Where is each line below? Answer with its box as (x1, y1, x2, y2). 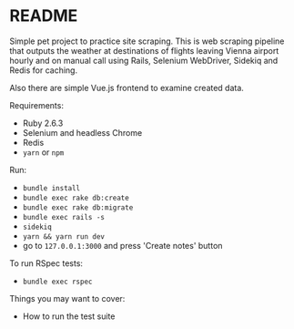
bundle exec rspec (22, 277, 93, 286)
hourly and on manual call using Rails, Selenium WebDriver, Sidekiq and (9, 55, 279, 66)
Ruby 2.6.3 (22, 118, 64, 129)
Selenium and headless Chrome (22, 127, 143, 138)
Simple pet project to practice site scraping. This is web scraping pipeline (9, 36, 285, 46)
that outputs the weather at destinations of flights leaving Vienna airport (9, 45, 279, 56)
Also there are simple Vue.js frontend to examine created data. (9, 82, 244, 93)
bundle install (22, 183, 81, 192)
